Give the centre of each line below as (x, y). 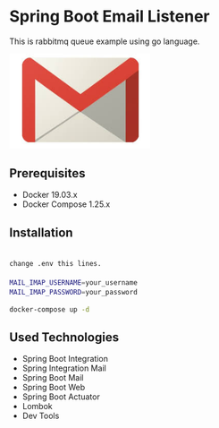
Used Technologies (64, 337)
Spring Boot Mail (53, 378)
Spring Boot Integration (65, 359)
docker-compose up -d (50, 309)
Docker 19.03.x (50, 195)
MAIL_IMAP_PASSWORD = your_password (74, 292)
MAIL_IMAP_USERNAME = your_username (74, 282)
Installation (41, 232)
